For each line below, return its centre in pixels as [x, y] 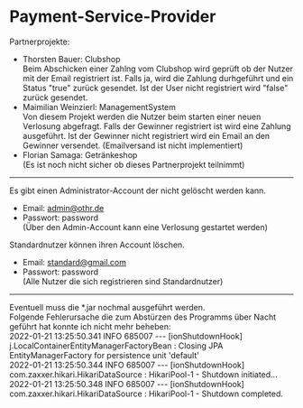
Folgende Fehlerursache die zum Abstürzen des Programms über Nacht [143, 317]
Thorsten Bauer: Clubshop [71, 59]
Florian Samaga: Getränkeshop [80, 154]
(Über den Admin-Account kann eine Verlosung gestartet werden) [145, 227]
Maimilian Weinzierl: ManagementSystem [99, 107]
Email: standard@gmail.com [74, 262]
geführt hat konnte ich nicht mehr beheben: [90, 326]
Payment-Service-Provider [113, 17]
